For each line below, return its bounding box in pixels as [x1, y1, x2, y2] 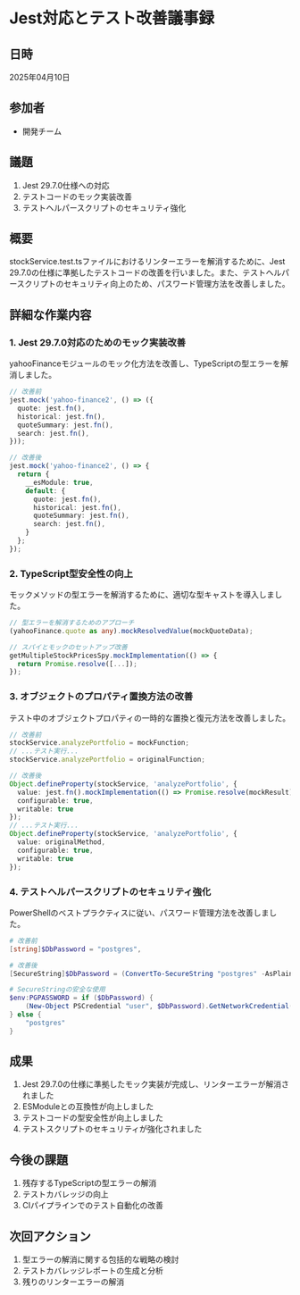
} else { [9, 1010, 42, 1019]
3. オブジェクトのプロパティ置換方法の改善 [9, 690, 194, 703]
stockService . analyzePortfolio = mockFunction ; [9, 739, 190, 748]
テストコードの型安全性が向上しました [21, 1113, 163, 1124]
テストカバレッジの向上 [21, 1189, 109, 1199]
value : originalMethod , [17, 838, 105, 847]
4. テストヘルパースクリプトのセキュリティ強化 [9, 885, 212, 898]
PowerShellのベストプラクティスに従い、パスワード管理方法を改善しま [9, 907, 270, 918]
